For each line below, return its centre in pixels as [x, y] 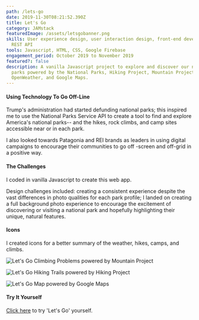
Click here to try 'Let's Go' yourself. [49, 310]
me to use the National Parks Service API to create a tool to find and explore [99, 116]
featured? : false [28, 61]
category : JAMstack [30, 28]
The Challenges [26, 166]
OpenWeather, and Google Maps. [50, 78]
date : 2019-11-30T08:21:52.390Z [46, 17]
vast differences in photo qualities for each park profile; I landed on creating [99, 197]
